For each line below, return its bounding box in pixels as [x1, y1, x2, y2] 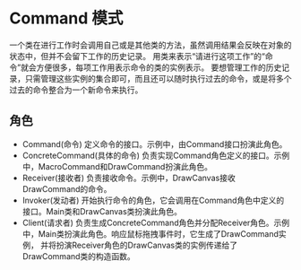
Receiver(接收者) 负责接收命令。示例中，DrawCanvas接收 [21, 172, 236, 183]
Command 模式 [9, 8, 124, 29]
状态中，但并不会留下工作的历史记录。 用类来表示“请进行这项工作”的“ [9, 50, 266, 61]
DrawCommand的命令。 [21, 183, 112, 194]
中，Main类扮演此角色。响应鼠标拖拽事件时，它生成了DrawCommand [21, 228, 279, 239]
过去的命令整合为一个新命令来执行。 [9, 84, 143, 95]
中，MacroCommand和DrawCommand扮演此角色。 [21, 161, 213, 171]
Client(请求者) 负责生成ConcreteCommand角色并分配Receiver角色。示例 [21, 217, 290, 228]
